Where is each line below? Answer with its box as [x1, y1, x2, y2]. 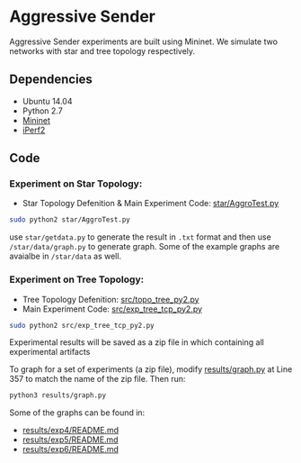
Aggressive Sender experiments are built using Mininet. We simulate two [9, 36, 279, 47]
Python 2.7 [22, 105, 63, 116]
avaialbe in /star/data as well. [9, 250, 122, 262]
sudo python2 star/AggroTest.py [9, 215, 130, 224]
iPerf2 [22, 124, 46, 135]
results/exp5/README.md [22, 434, 119, 445]
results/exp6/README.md [22, 444, 120, 455]
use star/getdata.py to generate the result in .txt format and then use [9, 231, 271, 242]
